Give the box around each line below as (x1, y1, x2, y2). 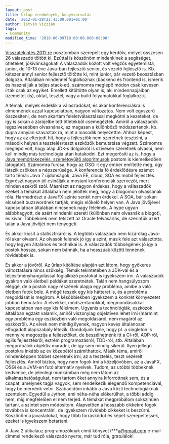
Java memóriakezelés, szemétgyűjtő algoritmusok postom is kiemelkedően (5, 156, 162, 162)
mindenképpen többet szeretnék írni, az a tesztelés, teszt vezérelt (5, 353, 143, 359)
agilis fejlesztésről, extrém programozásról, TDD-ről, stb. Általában (5, 337, 144, 343)
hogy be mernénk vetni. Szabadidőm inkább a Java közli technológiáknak (5, 385, 159, 391)
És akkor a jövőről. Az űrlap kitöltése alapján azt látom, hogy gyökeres (5, 262, 151, 268)
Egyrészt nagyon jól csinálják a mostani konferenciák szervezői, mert (5, 178, 149, 184)
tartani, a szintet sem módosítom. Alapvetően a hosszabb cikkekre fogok (5, 401, 157, 408)
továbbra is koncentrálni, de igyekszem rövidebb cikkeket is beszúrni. (5, 407, 151, 413)
